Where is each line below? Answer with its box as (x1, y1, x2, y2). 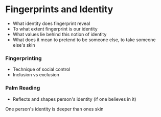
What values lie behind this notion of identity (12, 31, 107, 37)
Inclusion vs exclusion (12, 72, 60, 78)
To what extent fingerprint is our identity (12, 25, 98, 32)
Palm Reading (5, 84, 40, 92)
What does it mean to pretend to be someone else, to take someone (12, 37, 156, 43)
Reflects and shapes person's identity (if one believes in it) (12, 96, 136, 102)
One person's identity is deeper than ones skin (5, 106, 104, 112)
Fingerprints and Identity (5, 4, 113, 15)
